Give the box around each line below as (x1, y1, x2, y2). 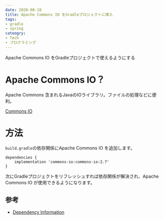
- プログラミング (5, 40, 36, 45)
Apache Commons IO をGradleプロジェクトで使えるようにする (5, 54, 135, 60)
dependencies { (5, 155, 37, 160)
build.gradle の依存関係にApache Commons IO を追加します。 (5, 144, 135, 151)
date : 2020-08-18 (5, 7, 42, 13)
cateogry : (5, 31, 26, 36)
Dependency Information (12, 209, 65, 215)
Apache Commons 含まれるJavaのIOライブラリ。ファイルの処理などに (5, 92, 152, 98)
